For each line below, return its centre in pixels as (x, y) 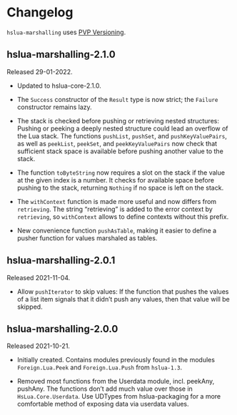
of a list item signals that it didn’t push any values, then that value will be (123, 299)
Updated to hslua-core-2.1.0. (59, 86)
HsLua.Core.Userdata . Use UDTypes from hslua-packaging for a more (119, 396)
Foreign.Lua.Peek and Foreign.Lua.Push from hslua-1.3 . (100, 367)
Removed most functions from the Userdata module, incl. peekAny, (116, 381)
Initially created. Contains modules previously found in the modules (116, 360)
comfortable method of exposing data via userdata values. (103, 404)
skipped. (30, 307)
